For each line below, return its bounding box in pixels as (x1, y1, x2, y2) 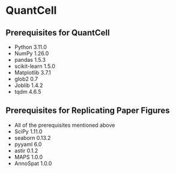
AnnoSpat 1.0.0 (14, 160, 52, 167)
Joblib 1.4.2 (14, 82, 43, 89)
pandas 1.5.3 (14, 56, 46, 63)
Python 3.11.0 (14, 43, 47, 50)
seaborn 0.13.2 (14, 134, 51, 141)
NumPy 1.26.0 (14, 50, 49, 57)
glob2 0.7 (14, 76, 38, 82)
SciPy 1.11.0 (14, 127, 43, 135)
